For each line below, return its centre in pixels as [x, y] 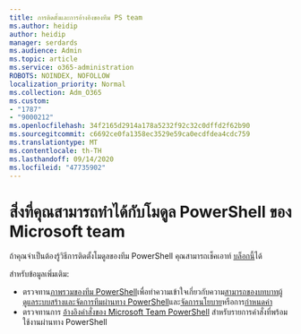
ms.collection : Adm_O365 [56, 92]
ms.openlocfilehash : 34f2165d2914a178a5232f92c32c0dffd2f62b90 [130, 126]
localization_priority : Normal [68, 84]
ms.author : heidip [43, 26]
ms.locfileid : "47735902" [57, 167]
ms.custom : [30, 101]
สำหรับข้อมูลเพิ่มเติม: [39, 274]
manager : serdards [43, 43]
